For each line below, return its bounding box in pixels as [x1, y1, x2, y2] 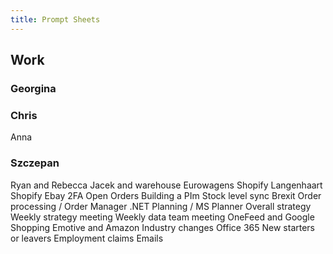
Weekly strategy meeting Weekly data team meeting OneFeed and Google [10, 211, 315, 223]
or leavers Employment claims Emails [10, 232, 164, 244]
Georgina [10, 81, 57, 95]
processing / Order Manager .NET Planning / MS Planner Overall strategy [10, 200, 312, 212]
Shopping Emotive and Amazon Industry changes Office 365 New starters [10, 221, 315, 233]
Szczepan [10, 156, 60, 170]
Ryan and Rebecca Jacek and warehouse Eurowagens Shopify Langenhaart [10, 179, 323, 191]
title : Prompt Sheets [10, 14, 101, 25]
